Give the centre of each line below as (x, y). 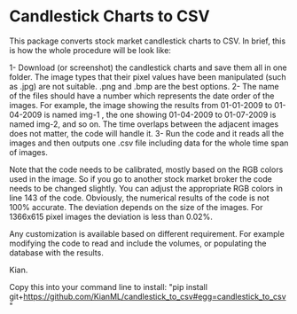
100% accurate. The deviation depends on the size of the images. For (136, 207)
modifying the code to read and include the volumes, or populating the (138, 243)
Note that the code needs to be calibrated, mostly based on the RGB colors (146, 169)
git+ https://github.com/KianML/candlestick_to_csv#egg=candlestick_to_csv (148, 296)
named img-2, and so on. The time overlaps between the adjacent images (144, 124)
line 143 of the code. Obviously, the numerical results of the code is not (139, 198)
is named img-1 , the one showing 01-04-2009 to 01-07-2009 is (160, 114)
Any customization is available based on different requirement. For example (147, 233)
